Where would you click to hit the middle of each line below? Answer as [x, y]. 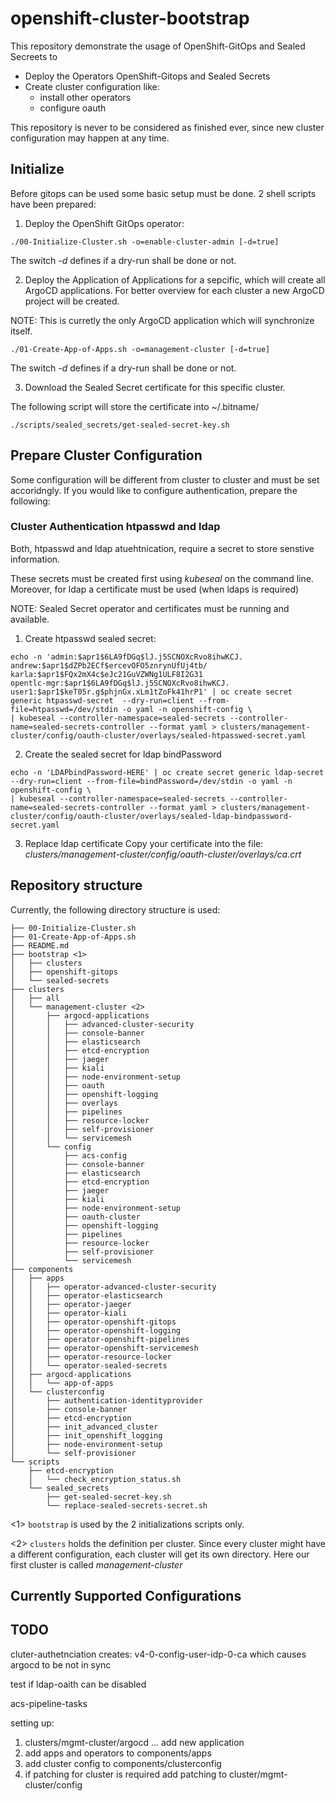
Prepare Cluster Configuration [106, 455]
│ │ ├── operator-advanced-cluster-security [113, 1287]
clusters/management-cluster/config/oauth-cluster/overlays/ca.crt [163, 854]
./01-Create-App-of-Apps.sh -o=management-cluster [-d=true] [140, 349]
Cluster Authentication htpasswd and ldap [115, 527]
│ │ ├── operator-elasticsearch [86, 1295]
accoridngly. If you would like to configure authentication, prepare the [154, 490]
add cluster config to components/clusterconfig [123, 1763]
